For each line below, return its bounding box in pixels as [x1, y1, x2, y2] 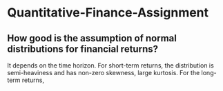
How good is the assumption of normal [7, 32, 177, 44]
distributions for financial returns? [7, 43, 159, 54]
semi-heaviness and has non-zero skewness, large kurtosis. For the [7, 69, 200, 77]
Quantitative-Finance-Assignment [7, 5, 209, 21]
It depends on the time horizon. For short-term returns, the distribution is [7, 61, 214, 70]
